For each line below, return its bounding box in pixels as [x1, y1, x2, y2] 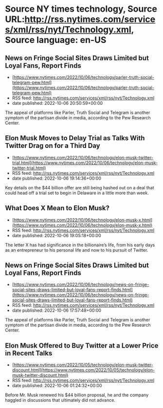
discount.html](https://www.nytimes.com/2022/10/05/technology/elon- [12, 367, 155, 373]
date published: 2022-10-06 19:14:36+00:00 [12, 175, 101, 181]
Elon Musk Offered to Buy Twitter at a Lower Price [5, 341, 159, 350]
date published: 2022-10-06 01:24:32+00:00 [12, 383, 102, 389]
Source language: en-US [5, 35, 107, 46]
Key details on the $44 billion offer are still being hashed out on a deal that [5, 185, 154, 190]
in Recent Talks [5, 349, 53, 357]
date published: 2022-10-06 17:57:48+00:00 [12, 308, 101, 314]
